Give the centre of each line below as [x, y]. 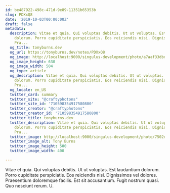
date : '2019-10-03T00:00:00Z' [37, 19]
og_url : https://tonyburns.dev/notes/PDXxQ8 [57, 52]
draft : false [19, 24]
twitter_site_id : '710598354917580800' [52, 104]
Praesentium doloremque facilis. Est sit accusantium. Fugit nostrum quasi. [82, 180]
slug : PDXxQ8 [19, 15]
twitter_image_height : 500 [38, 146]
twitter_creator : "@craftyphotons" [47, 109]
